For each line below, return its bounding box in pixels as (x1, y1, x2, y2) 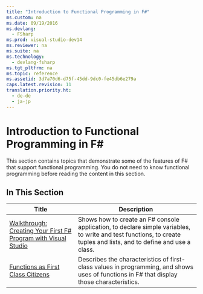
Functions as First (9, 263, 60, 271)
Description (118, 205, 153, 214)
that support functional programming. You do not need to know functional (6, 163, 190, 170)
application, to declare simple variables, (77, 223, 191, 231)
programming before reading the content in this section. (6, 170, 146, 177)
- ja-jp (11, 98, 31, 104)
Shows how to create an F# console (77, 215, 180, 224)
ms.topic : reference (6, 70, 59, 77)
